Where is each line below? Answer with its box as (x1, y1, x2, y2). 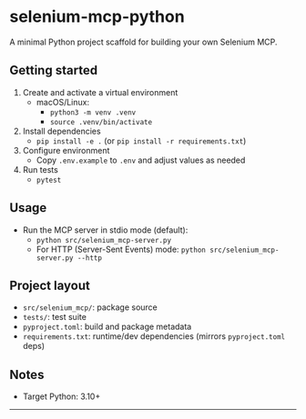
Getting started (9, 63, 98, 78)
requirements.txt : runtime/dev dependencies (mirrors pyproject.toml (22, 331, 285, 342)
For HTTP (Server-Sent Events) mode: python (36, 244, 207, 254)
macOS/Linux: (36, 96, 89, 107)
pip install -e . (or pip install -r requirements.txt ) (36, 135, 247, 146)
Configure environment (22, 145, 110, 155)
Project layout (9, 277, 91, 293)
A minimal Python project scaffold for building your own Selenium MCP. (9, 36, 278, 47)
